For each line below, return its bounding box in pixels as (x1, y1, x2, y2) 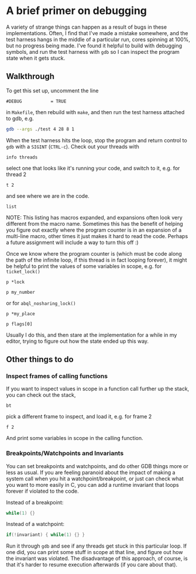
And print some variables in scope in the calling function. (6, 435, 143, 442)
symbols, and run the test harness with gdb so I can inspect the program (6, 48, 180, 55)
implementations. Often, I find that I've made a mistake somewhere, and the (6, 29, 188, 36)
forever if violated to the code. (6, 487, 79, 494)
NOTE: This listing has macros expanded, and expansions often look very (6, 214, 183, 221)
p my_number (6, 289, 35, 295)
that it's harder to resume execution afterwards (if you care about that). (6, 561, 177, 568)
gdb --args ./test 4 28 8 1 (6, 126, 75, 132)
